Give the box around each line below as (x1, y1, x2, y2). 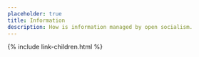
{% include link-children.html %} (7, 43, 103, 51)
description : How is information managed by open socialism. (7, 23, 193, 30)
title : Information (7, 17, 66, 24)
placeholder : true (7, 10, 62, 18)
